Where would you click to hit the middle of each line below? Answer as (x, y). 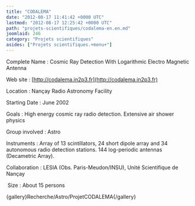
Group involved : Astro (33, 132)
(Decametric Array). (30, 156)
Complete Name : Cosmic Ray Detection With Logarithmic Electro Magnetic (98, 61)
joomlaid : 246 (24, 34)
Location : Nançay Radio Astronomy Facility (59, 91)
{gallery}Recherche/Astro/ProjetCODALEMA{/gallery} (71, 197)
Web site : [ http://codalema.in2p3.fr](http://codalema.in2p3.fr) (82, 79)
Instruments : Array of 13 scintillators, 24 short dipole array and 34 (87, 143)
